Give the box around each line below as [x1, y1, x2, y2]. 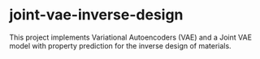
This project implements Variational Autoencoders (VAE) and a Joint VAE [9, 32, 253, 42]
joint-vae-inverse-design [9, 6, 184, 24]
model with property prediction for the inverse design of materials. [9, 40, 232, 50]
